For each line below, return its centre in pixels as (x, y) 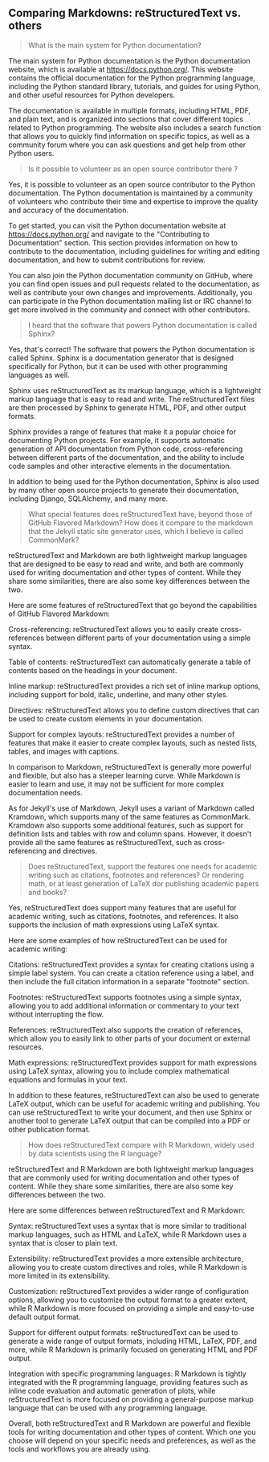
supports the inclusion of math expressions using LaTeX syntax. (114, 925)
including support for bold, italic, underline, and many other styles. (118, 694)
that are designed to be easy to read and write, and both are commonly (126, 564)
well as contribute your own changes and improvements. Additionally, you (130, 292)
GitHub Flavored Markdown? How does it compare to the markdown (141, 523)
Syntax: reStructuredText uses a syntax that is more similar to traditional (127, 1226)
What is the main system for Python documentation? (115, 45)
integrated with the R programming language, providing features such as (128, 1382)
